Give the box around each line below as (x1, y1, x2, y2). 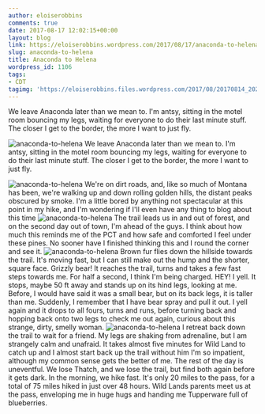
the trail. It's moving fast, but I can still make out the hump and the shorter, (8, 255, 250, 265)
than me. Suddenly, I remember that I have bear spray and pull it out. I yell (8, 298, 248, 307)
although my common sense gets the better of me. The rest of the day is (8, 356, 244, 366)
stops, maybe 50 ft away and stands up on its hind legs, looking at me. (8, 280, 237, 290)
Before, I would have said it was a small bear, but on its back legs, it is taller (8, 289, 253, 298)
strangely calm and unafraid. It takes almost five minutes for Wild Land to (8, 340, 246, 349)
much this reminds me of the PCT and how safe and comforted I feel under (8, 230, 252, 240)
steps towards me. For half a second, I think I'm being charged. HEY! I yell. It (8, 272, 256, 282)
